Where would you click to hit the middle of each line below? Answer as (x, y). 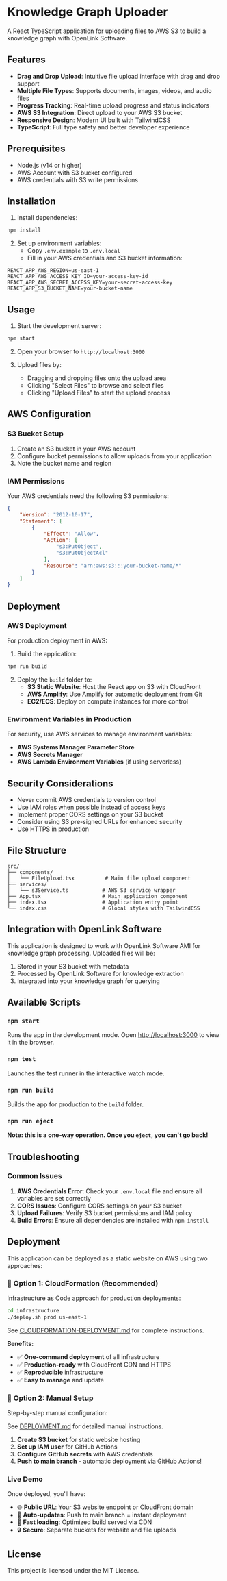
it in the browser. (31, 1043)
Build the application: (46, 653)
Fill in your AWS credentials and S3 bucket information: (105, 258)
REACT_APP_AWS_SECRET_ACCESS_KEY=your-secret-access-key (90, 283)
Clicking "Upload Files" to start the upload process (99, 393)
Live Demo (25, 1479)
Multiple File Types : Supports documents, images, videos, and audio (114, 90)
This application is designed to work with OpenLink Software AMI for (104, 945)
